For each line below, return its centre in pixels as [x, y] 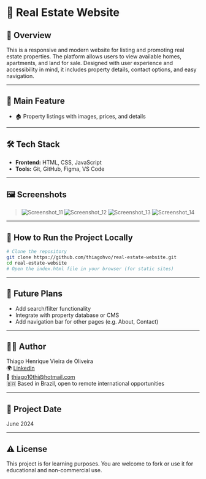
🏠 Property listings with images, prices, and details [80, 116]
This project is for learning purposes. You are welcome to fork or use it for [100, 464]
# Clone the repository [37, 252]
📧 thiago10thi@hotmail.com [41, 377]
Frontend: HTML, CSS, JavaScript [59, 162]
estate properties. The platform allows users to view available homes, [94, 56]
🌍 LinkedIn [21, 368]
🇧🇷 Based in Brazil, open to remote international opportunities [85, 384]
